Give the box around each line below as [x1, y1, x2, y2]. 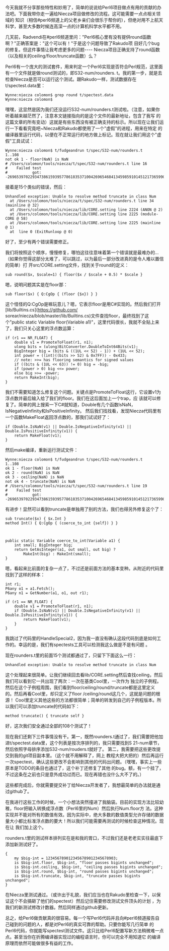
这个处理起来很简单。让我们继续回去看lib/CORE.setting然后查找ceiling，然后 [5, 672, 163, 678]
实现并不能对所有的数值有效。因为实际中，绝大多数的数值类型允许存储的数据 [5, 812, 164, 817]
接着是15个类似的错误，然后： [5, 184, 67, 190]
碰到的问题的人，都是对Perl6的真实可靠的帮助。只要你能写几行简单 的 [9, 921, 154, 927]
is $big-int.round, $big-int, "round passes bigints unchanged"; [14, 869, 154, 874]
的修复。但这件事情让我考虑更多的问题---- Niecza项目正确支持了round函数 [5, 47, 160, 52]
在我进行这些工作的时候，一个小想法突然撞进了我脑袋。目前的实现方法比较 [5, 799, 159, 805]
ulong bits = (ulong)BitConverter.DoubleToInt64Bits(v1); [14, 344, 138, 349]
